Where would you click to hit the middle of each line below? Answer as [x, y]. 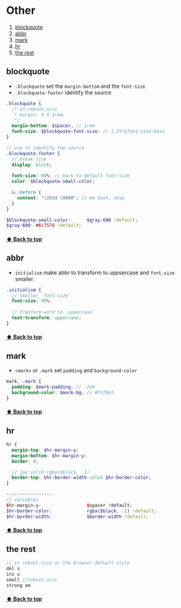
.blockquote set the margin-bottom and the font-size [80, 86]
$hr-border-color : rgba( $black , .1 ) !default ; [82, 511]
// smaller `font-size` [41, 295]
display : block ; [32, 165]
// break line [29, 159]
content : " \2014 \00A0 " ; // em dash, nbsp [71, 198]
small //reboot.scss [32, 580]
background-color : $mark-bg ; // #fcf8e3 [63, 392]
